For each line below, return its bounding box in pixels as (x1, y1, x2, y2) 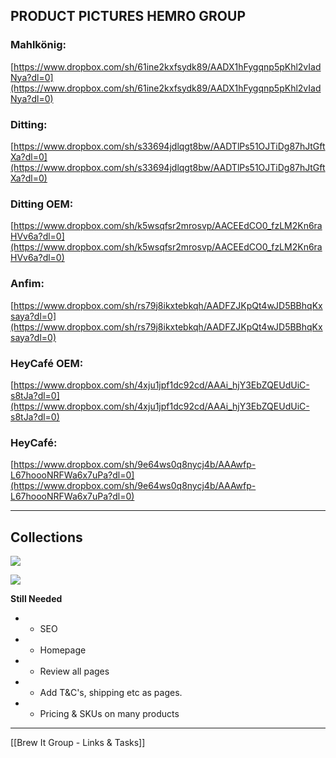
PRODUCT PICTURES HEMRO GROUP (10, 8, 247, 25)
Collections (10, 529, 83, 546)
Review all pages (39, 665, 110, 677)
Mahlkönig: (10, 38, 67, 52)
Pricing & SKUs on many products (39, 707, 180, 719)
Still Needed (10, 592, 63, 604)
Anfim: (10, 277, 45, 291)
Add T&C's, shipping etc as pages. (39, 686, 183, 698)
